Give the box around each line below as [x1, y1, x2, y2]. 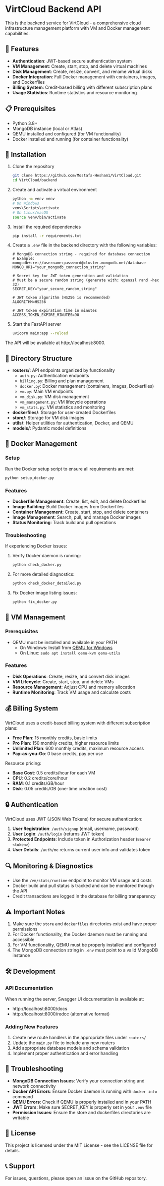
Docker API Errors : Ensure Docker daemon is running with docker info [12, 1088, 158, 1094]
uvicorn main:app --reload [12, 331, 68, 336]
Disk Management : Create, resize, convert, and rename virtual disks [12, 68, 153, 74]
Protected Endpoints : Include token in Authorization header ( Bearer [12, 836, 151, 842]
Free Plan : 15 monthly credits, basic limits [12, 735, 98, 741]
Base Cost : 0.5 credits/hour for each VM [12, 770, 96, 775]
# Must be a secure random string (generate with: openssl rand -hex [12, 278, 160, 283]
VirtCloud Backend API [5, 3, 102, 15]
